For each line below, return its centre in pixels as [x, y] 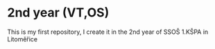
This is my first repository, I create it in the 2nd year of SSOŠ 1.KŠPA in [108, 32]
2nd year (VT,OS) [58, 13]
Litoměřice [23, 39]
